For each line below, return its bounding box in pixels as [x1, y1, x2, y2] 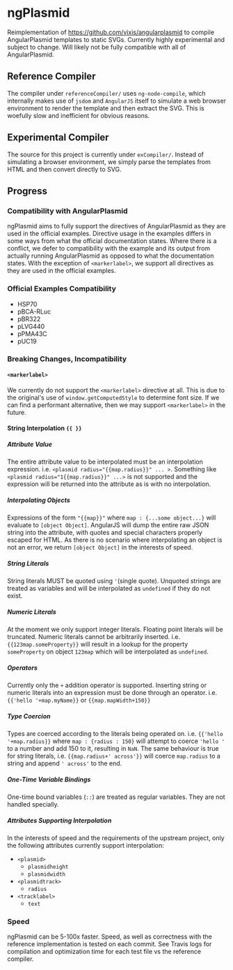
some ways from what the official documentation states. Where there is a [7, 237, 217, 245]
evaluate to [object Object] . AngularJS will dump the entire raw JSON [7, 521, 209, 529]
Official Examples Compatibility [7, 284, 116, 294]
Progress [7, 185, 47, 197]
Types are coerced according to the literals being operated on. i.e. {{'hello [7, 730, 224, 738]
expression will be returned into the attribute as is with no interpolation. [7, 480, 211, 488]
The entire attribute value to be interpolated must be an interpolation [7, 457, 203, 466]
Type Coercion [7, 712, 51, 720]
